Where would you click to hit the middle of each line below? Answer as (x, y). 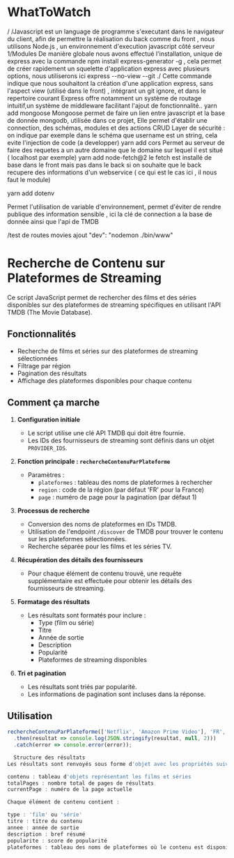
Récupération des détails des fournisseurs (80, 559)
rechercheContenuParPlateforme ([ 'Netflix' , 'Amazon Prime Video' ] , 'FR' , (117, 732)
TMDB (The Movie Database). (50, 312)
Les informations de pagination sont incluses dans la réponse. (117, 694)
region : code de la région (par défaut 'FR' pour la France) (121, 490)
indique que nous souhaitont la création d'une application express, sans (110, 83)
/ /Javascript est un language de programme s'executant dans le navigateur (116, 31)
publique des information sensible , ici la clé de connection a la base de (110, 214)
